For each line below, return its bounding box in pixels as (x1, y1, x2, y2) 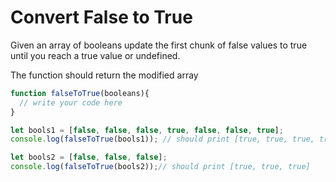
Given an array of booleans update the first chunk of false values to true (10, 39, 308, 51)
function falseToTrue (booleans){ (10, 88, 150, 98)
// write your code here (19, 97, 123, 108)
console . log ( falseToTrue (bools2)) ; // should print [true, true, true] (10, 162, 311, 172)
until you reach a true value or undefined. (10, 49, 181, 61)
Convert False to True (10, 6, 193, 29)
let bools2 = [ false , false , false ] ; (10, 152, 168, 163)
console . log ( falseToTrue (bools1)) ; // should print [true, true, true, (10, 134, 315, 145)
